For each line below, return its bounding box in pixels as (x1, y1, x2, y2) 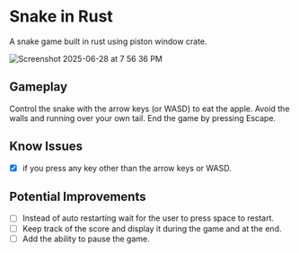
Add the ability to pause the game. (22, 233, 150, 244)
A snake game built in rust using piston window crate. (9, 36, 208, 47)
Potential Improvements (9, 189, 146, 205)
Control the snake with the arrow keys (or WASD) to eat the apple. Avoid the (9, 103, 290, 114)
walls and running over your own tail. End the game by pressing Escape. (9, 112, 277, 123)
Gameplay (9, 79, 68, 95)
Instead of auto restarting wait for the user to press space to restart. (22, 213, 274, 223)
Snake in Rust (9, 6, 114, 27)
